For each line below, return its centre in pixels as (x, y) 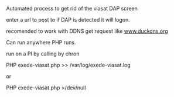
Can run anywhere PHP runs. (41, 42)
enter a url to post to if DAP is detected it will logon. (68, 20)
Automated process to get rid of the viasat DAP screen (72, 8)
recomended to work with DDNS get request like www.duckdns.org (87, 31)
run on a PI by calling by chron (43, 54)
